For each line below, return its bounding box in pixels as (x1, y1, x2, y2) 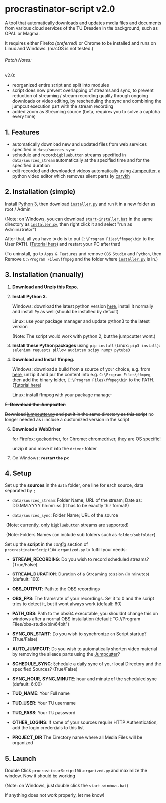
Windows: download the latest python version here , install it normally (12, 303, 154, 309)
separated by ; (5, 488, 36, 494)
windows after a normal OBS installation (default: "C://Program (12, 616, 140, 622)
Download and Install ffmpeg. (12, 356, 75, 362)
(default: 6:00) (12, 681, 42, 687)
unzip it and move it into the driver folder (12, 445, 97, 451)
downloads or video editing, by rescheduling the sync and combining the (12, 98, 162, 104)
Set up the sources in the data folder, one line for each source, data (5, 482, 144, 488)
